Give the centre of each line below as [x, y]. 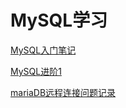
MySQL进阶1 [36, 71]
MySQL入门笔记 [43, 50]
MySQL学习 [59, 20]
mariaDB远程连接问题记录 [63, 92]
